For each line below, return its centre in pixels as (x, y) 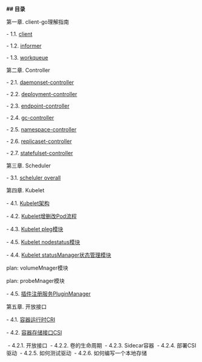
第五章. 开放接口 (26, 307)
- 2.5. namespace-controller (42, 129)
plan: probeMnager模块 (35, 281)
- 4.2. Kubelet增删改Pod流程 (42, 216)
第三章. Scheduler (29, 165)
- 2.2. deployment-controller (42, 94)
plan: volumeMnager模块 (37, 268)
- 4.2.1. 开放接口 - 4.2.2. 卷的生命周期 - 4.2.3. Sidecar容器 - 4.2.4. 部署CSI (102, 345)
